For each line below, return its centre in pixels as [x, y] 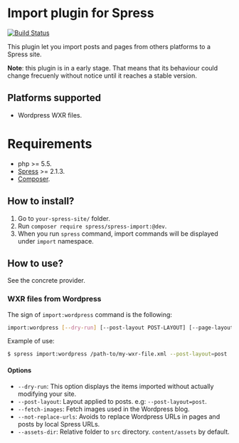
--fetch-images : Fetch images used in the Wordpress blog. [103, 409]
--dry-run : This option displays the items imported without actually [116, 386]
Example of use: [31, 341]
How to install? [41, 201]
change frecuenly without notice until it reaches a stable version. [102, 75]
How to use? [36, 263]
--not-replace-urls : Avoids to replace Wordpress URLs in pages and [119, 416]
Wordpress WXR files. [50, 115]
